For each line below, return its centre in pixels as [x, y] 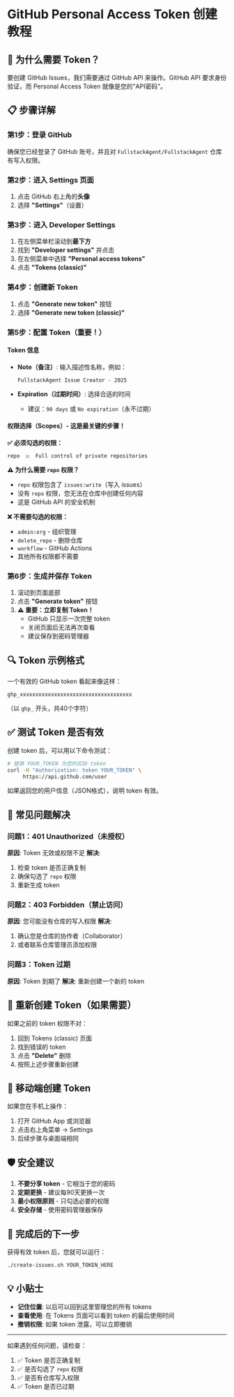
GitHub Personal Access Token [99, 14]
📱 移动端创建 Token [49, 1088]
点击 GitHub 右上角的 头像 [54, 196]
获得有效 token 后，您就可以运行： [57, 1251]
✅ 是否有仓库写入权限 [48, 1378]
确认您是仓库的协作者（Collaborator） [72, 936]
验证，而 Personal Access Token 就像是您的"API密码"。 [87, 86]
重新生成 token [39, 885]
